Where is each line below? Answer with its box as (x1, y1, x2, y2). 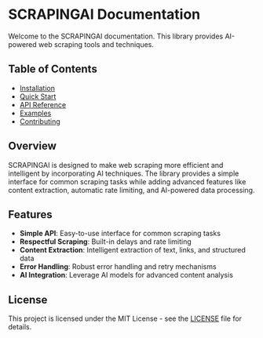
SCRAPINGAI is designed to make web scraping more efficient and (8, 160, 224, 169)
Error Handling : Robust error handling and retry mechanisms (19, 262, 217, 271)
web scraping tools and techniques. (38, 39, 155, 49)
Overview (8, 140, 57, 153)
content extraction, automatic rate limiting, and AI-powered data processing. (8, 185, 255, 194)
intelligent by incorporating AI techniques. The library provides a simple (8, 169, 239, 178)
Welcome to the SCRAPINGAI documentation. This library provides (8, 31, 224, 41)
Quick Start (19, 92, 57, 101)
